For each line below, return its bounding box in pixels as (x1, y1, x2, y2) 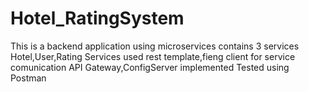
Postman (10, 72, 47, 84)
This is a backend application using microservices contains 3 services (10, 40, 300, 52)
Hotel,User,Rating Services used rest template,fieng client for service (10, 50, 296, 62)
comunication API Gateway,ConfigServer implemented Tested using (10, 61, 290, 73)
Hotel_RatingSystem (10, 7, 185, 30)
